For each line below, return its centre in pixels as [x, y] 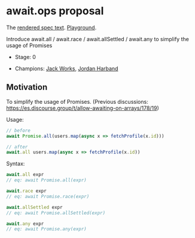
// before [19, 130]
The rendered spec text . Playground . [51, 27]
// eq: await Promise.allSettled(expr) [56, 213]
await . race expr [26, 191]
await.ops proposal [55, 11]
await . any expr [25, 224]
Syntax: [16, 164]
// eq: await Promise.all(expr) [46, 180]
